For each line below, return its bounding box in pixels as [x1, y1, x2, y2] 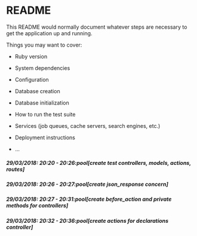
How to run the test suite [14, 111, 76, 118]
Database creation [14, 87, 61, 94]
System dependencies [14, 64, 70, 72]
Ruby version [14, 53, 48, 60]
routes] [6, 165, 25, 173]
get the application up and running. [6, 29, 93, 36]
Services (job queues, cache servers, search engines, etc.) [14, 122, 161, 129]
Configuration [14, 76, 49, 83]
